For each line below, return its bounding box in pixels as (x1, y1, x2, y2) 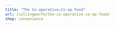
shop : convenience (5, 16, 43, 21)
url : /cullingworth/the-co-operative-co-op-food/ (5, 12, 111, 17)
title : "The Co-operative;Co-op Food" (5, 7, 86, 12)
